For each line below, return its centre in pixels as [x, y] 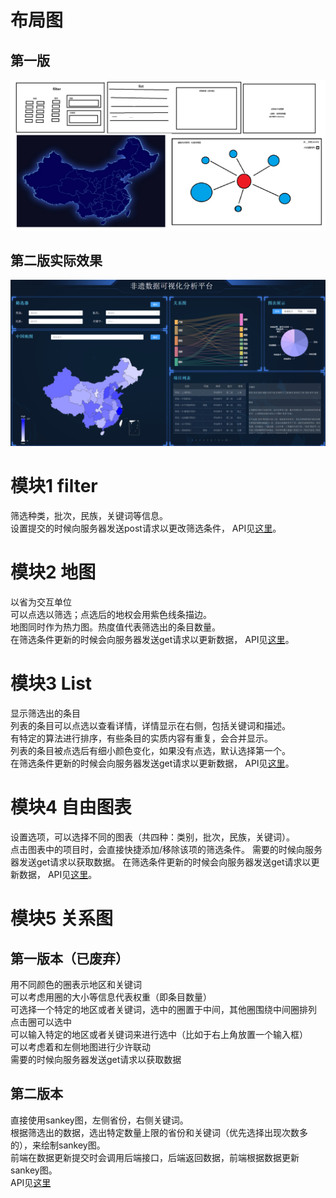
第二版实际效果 [56, 261]
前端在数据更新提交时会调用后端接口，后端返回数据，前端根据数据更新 [155, 1157]
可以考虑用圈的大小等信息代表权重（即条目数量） [111, 997]
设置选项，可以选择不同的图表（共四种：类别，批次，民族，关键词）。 [152, 837]
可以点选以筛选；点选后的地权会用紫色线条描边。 [111, 615]
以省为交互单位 [41, 602]
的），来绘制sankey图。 [58, 1145]
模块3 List [51, 683]
